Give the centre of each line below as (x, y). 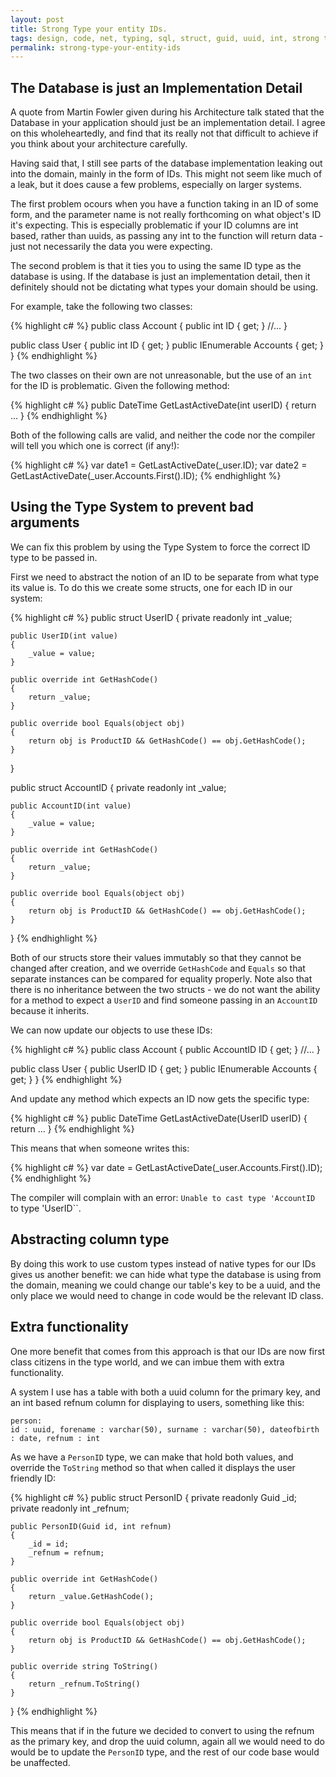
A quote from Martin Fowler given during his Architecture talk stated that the (167, 112)
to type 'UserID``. (46, 1208)
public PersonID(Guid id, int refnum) (91, 1526)
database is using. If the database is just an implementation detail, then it (160, 277)
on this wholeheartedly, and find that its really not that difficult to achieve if (164, 133)
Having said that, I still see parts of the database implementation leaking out (166, 163)
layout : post (37, 19)
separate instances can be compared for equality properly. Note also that (161, 978)
